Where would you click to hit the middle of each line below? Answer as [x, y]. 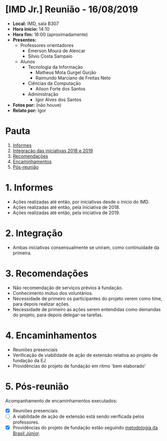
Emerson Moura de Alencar [57, 51]
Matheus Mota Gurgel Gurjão [66, 72]
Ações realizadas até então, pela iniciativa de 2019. [66, 213]
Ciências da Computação [54, 83]
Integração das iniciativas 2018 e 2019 [53, 150]
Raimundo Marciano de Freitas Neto [73, 78]
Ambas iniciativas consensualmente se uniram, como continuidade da [86, 247]
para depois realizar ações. [41, 304]
